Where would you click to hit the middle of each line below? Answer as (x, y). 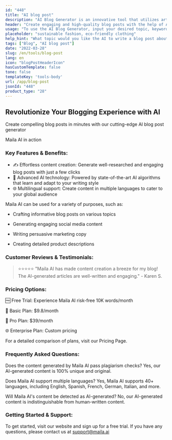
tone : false (18, 72)
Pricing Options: (26, 289)
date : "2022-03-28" (26, 48)
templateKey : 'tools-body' (34, 77)
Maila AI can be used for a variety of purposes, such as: (64, 204)
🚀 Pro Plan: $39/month (29, 321)
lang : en (15, 58)
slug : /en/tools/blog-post (34, 53)
